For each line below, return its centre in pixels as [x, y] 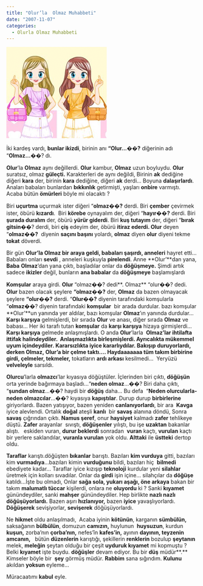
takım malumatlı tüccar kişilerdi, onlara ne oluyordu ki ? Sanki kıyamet [95, 488]
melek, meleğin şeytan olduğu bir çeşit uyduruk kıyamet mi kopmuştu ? [97, 546]
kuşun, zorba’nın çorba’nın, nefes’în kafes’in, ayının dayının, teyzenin [95, 533]
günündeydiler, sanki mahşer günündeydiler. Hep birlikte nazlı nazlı [91, 495]
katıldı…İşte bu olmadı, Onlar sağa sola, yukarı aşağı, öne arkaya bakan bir [100, 482]
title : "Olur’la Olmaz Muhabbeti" [51, 13]
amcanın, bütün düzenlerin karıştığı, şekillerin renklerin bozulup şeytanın [101, 539]
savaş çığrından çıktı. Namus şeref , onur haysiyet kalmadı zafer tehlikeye [99, 418]
